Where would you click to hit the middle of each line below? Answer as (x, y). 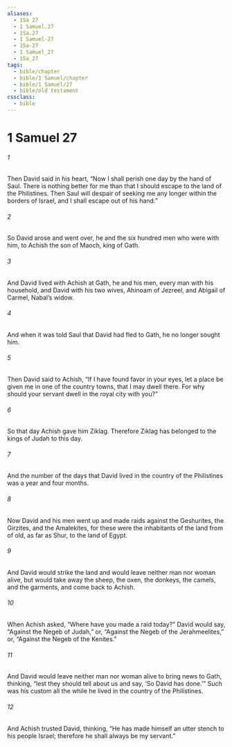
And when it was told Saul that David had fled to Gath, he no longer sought (114, 334)
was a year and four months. (48, 483)
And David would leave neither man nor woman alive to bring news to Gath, (115, 676)
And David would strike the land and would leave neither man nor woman (111, 572)
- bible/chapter (37, 71)
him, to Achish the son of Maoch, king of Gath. (73, 246)
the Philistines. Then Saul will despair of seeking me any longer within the (112, 194)
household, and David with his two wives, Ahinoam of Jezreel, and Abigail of (116, 290)
